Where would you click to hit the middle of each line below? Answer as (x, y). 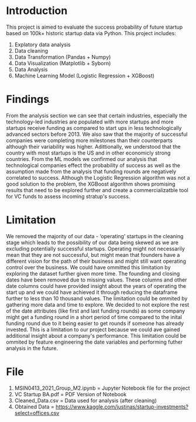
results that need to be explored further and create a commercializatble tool (97, 190)
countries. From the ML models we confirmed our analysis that (82, 159)
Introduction (37, 11)
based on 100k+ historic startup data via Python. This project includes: (91, 33)
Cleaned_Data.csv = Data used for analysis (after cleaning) (85, 400)
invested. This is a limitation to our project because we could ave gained (93, 330)
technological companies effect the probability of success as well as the (93, 165)
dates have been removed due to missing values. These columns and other (97, 280)
